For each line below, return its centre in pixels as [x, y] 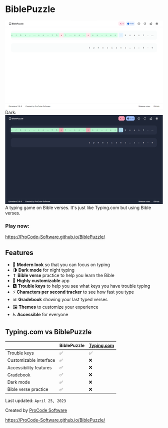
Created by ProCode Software [36, 410]
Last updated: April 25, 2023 [36, 401]
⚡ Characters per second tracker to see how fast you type [73, 292]
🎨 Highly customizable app [41, 281]
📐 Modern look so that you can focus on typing [61, 265]
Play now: [17, 226]
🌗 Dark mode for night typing [43, 270]
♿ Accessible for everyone [40, 315]
